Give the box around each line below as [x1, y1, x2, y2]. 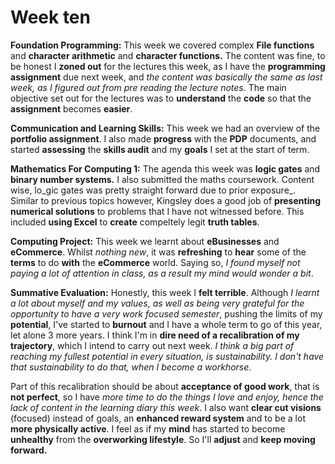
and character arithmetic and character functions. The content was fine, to [10, 49, 326, 61]
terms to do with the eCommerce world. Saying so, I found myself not [10, 256, 301, 268]
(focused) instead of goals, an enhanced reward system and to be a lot [10, 412, 306, 424]
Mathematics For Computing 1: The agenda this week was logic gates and [10, 162, 321, 175]
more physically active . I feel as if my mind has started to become [10, 422, 286, 435]
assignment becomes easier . [10, 102, 133, 115]
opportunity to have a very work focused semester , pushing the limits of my [10, 307, 323, 320]
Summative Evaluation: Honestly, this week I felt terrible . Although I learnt [10, 286, 320, 298]
